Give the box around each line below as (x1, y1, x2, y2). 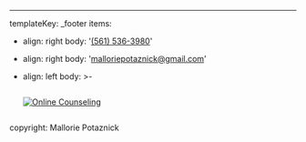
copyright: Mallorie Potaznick (9, 122, 120, 133)
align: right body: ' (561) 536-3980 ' (22, 35, 153, 46)
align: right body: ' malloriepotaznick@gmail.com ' (22, 54, 207, 64)
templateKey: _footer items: (9, 18, 112, 28)
